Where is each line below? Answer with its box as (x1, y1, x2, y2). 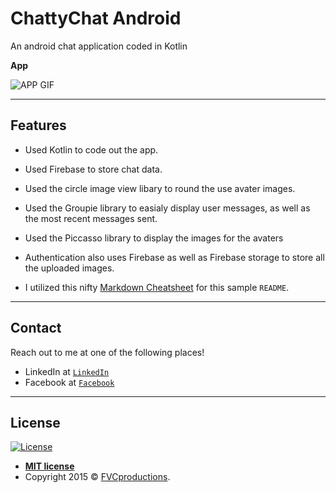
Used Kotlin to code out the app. (24, 143, 159, 156)
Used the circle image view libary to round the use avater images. (24, 182, 296, 194)
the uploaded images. (24, 262, 115, 274)
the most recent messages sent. (24, 212, 158, 224)
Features (10, 117, 67, 134)
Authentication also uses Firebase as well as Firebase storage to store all (24, 251, 325, 263)
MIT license (24, 460, 75, 472)
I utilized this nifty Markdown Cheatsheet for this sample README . (24, 281, 290, 293)
